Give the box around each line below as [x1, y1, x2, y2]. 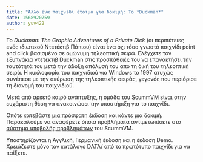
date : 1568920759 [6, 15, 50, 21]
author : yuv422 [6, 20, 45, 26]
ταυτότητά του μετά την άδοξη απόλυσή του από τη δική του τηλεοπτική [6, 62, 189, 70]
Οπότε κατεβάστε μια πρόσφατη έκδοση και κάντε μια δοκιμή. [6, 112, 162, 119]
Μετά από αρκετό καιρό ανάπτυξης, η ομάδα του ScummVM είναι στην [6, 93, 187, 101]
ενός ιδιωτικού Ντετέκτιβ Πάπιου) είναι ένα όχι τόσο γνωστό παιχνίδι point [6, 43, 195, 50]
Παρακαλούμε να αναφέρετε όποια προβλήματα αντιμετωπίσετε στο [6, 118, 182, 126]
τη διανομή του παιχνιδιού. [6, 82, 75, 89]
